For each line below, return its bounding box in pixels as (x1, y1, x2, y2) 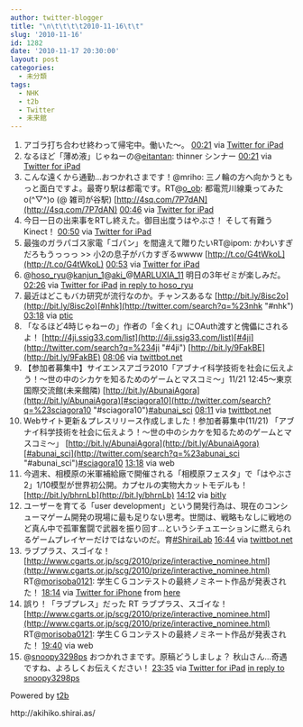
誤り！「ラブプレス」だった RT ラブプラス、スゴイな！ (23, 598, 228, 609)
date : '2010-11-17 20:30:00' (10, 47, 120, 56)
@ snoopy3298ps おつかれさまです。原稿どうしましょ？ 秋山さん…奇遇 (23, 651, 288, 662)
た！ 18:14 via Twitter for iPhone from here (23, 587, 181, 598)
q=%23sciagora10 (23, 404, 92, 415)
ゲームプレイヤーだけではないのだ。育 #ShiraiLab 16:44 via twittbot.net (31, 534, 293, 545)
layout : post (10, 55, 60, 64)
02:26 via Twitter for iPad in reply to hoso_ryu (23, 280, 194, 291)
